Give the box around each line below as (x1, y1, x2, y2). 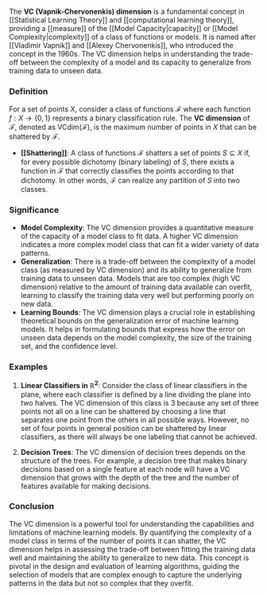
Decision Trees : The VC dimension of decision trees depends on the (20, 447, 246, 457)
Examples (9, 361, 48, 372)
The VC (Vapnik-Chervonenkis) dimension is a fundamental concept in (9, 7, 245, 16)
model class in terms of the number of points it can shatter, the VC (9, 535, 226, 545)
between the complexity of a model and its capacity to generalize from (20, 57, 252, 67)
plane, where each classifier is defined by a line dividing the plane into (20, 390, 251, 399)
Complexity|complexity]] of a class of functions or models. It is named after (9, 32, 257, 41)
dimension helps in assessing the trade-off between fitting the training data (9, 544, 256, 554)
